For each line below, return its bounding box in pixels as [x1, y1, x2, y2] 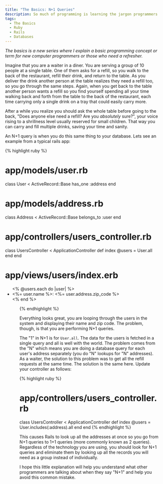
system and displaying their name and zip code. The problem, [19, 320, 144, 326]
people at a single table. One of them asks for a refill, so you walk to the [5, 67, 149, 73]
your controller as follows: [19, 366, 72, 372]
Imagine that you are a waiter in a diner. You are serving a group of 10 [5, 62, 145, 68]
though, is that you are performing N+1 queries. [19, 325, 115, 331]
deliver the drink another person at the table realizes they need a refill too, [5, 78, 154, 83]
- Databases [9, 35, 34, 40]
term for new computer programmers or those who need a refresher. [5, 53, 143, 59]
